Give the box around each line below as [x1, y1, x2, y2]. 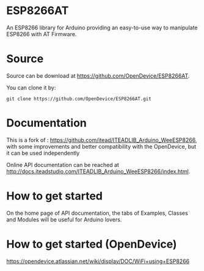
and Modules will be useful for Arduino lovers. [6, 215, 122, 223]
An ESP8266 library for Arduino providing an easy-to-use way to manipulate [6, 24, 198, 31]
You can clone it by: [6, 84, 56, 91]
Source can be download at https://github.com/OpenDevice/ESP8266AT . [6, 72, 190, 80]
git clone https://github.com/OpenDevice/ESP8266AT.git [6, 95, 151, 102]
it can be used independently [6, 149, 80, 157]
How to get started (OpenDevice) [6, 237, 177, 251]
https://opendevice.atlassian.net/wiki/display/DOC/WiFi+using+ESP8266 [6, 258, 190, 265]
